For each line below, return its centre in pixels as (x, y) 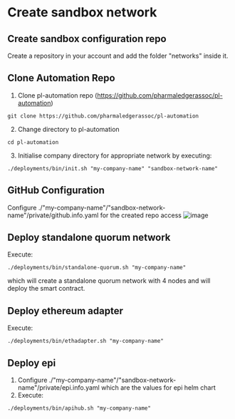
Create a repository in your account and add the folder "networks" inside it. (118, 56)
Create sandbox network (82, 12)
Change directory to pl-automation (68, 129)
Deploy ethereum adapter (65, 311)
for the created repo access (141, 215)
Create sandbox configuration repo (87, 39)
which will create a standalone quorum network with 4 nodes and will (109, 281)
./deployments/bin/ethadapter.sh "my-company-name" (85, 341)
